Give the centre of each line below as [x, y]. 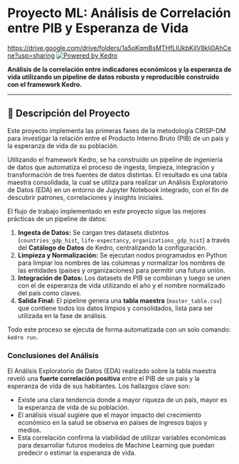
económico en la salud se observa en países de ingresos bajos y [112, 423]
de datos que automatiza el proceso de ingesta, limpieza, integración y [111, 167]
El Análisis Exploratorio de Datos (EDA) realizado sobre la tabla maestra [112, 371]
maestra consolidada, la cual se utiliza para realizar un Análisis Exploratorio [118, 182]
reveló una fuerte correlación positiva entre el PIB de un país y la [104, 379]
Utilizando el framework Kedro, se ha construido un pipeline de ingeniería [115, 159]
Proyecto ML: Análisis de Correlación [119, 13]
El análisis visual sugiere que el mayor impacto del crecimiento [109, 415]
